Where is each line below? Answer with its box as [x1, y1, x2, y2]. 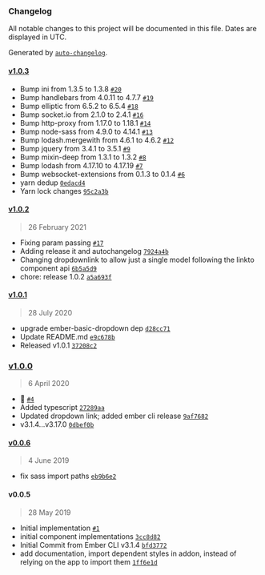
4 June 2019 [27, 456, 70, 465]
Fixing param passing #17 [19, 238, 104, 247]
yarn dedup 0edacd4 [19, 178, 86, 187]
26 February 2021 [27, 222, 86, 231]
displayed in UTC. [8, 32, 67, 42]
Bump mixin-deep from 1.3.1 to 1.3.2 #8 [19, 152, 147, 162]
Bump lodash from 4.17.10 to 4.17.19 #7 [19, 160, 143, 170]
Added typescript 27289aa [19, 403, 106, 412]
